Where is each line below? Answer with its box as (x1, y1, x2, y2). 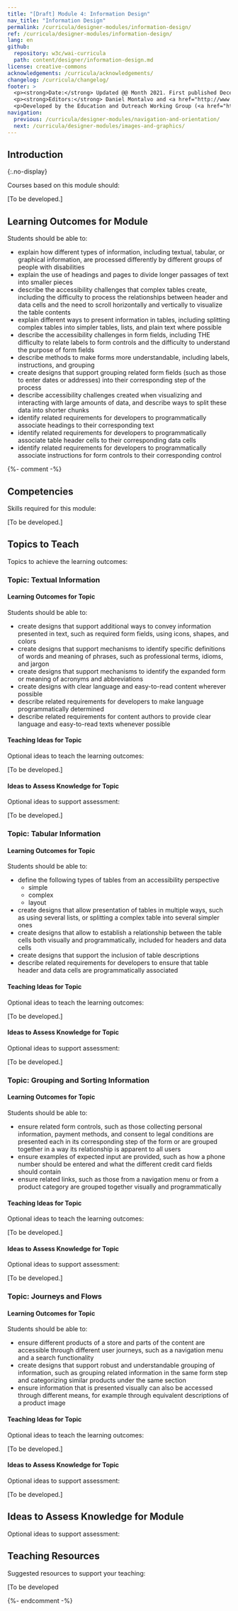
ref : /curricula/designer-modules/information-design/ (7, 30, 173, 38)
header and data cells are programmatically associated (17, 966, 178, 975)
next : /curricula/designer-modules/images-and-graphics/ (13, 122, 186, 130)
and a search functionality (17, 1354, 94, 1362)
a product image (17, 1398, 66, 1407)
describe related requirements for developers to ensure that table (17, 959, 209, 967)
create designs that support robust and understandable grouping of (17, 1361, 215, 1369)
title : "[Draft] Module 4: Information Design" (7, 10, 151, 18)
